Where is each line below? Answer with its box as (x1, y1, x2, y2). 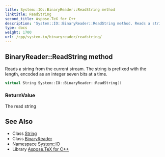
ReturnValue (5, 92, 35, 99)
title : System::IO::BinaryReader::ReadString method (5, 7, 115, 12)
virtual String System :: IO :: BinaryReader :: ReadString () (5, 80, 122, 85)
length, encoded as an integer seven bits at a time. (5, 71, 108, 77)
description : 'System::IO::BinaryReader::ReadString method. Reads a (5, 21, 151, 26)
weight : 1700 (5, 30, 32, 35)
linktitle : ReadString (5, 12, 52, 17)
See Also (5, 117, 33, 126)
